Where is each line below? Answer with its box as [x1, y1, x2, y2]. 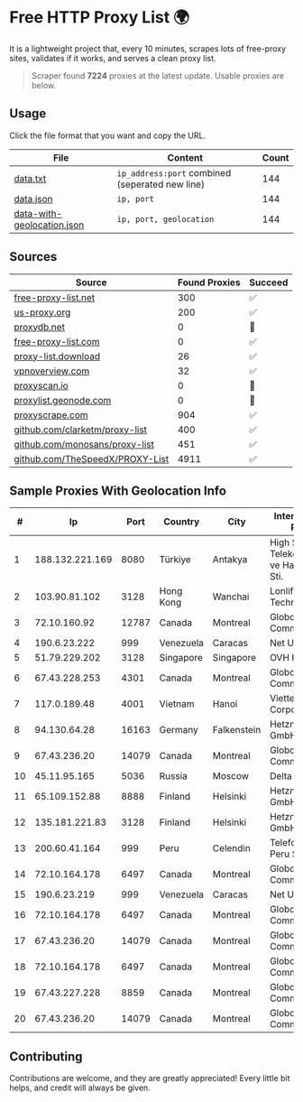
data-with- [14, 207, 63, 219]
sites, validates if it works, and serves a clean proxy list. [9, 52, 216, 63]
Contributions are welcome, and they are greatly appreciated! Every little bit [9, 1073, 290, 1084]
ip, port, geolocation [116, 214, 215, 224]
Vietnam [159, 698, 195, 710]
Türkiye [159, 553, 191, 566]
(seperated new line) [116, 178, 206, 190]
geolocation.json [14, 218, 85, 231]
